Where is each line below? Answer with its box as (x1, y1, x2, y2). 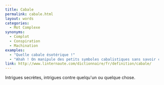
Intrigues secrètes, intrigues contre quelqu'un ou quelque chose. (5, 75, 136, 81)
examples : (5, 48, 25, 52)
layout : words (5, 16, 34, 21)
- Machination (9, 43, 38, 48)
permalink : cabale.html (5, 12, 54, 17)
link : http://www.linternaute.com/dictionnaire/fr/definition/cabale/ (5, 61, 152, 66)
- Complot (9, 34, 29, 39)
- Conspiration (9, 39, 41, 44)
